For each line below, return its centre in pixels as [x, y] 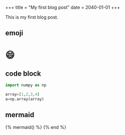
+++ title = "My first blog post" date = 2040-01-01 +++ [63, 7]
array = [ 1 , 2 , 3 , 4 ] [22, 94]
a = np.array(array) [25, 99]
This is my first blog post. [32, 17]
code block [23, 73]
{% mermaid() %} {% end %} [36, 127]
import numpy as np [26, 85]
